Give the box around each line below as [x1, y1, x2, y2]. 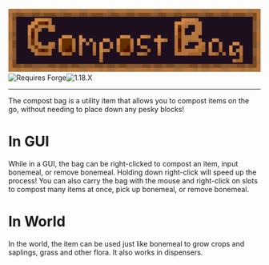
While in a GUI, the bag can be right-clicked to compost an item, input [8, 159, 239, 168]
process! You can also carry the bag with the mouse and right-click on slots [8, 175, 259, 185]
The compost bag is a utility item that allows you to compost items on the [8, 96, 250, 105]
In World [8, 213, 66, 231]
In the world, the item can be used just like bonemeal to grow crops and [8, 239, 245, 248]
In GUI [8, 133, 50, 151]
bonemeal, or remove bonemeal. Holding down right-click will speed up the [8, 167, 257, 177]
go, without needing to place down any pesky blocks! [8, 105, 185, 114]
